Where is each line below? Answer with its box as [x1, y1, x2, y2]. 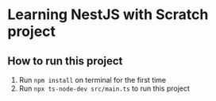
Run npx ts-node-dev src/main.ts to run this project [18, 84, 190, 93]
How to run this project [7, 54, 123, 68]
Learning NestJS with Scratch [7, 6, 209, 24]
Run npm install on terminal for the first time [18, 76, 167, 84]
